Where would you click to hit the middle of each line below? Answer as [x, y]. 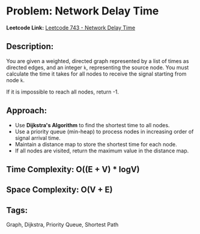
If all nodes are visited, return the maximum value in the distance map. [102, 151]
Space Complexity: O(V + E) [59, 190]
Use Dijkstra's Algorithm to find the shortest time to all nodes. [92, 125]
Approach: [26, 111]
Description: [30, 46]
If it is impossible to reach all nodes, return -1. [62, 92]
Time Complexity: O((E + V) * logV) [73, 169]
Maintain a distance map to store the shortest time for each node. [96, 144]
